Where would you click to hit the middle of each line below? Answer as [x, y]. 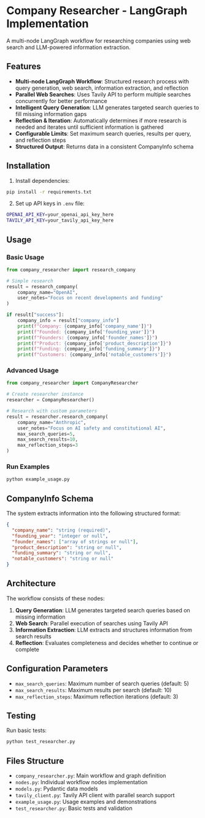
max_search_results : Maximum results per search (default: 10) [93, 690]
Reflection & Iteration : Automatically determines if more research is [101, 120]
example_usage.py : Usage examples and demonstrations [86, 802]
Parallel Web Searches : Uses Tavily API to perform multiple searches [103, 94]
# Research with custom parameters [52, 411]
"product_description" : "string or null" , [67, 547]
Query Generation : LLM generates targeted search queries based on [102, 610]
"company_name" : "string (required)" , [62, 530]
